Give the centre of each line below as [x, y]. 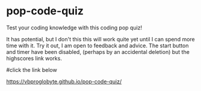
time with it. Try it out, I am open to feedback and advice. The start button [97, 45]
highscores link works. [34, 58]
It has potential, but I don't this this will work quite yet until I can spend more [101, 39]
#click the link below [32, 69]
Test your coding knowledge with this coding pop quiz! [74, 28]
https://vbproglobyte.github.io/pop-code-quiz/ [64, 81]
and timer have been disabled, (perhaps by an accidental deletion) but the [98, 51]
